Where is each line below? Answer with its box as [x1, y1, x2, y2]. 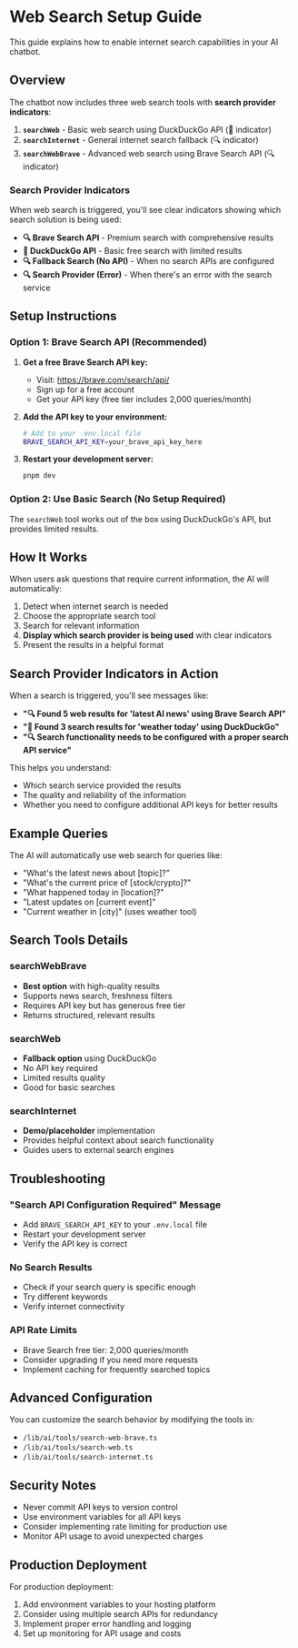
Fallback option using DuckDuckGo [22, 1053, 157, 1064]
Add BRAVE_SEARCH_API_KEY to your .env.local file [22, 1219, 207, 1230]
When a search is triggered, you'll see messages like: [9, 690, 209, 702]
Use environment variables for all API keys [22, 1512, 182, 1522]
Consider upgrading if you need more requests [22, 1354, 198, 1365]
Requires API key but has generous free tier [22, 999, 186, 1011]
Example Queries [9, 825, 109, 841]
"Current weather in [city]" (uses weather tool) [22, 906, 197, 917]
